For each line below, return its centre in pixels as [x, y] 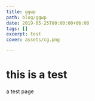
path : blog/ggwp [26, 17]
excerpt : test [24, 34]
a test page [20, 91]
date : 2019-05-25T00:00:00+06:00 [48, 23]
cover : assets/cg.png [33, 40]
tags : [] [17, 29]
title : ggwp [21, 12]
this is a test [37, 75]
